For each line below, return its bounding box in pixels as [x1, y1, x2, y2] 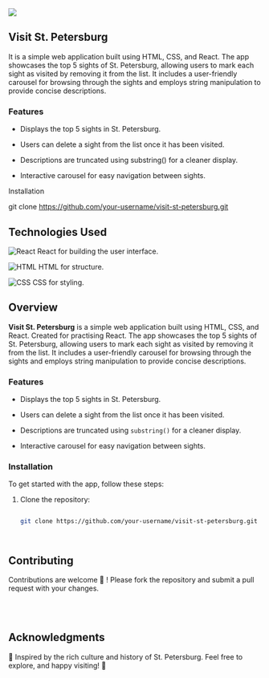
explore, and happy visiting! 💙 [8, 660, 107, 670]
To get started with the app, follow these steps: [8, 479, 165, 489]
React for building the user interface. [37, 246, 159, 256]
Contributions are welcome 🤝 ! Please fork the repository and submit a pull [8, 575, 255, 585]
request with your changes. [8, 583, 99, 593]
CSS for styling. [32, 277, 84, 287]
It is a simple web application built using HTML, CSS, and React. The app [8, 51, 250, 61]
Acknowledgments [8, 631, 106, 644]
